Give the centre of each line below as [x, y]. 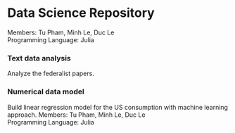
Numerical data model [46, 91]
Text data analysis [39, 58]
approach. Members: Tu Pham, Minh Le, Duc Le [76, 115]
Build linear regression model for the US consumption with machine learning [118, 107]
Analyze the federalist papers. [51, 74]
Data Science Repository [81, 13]
